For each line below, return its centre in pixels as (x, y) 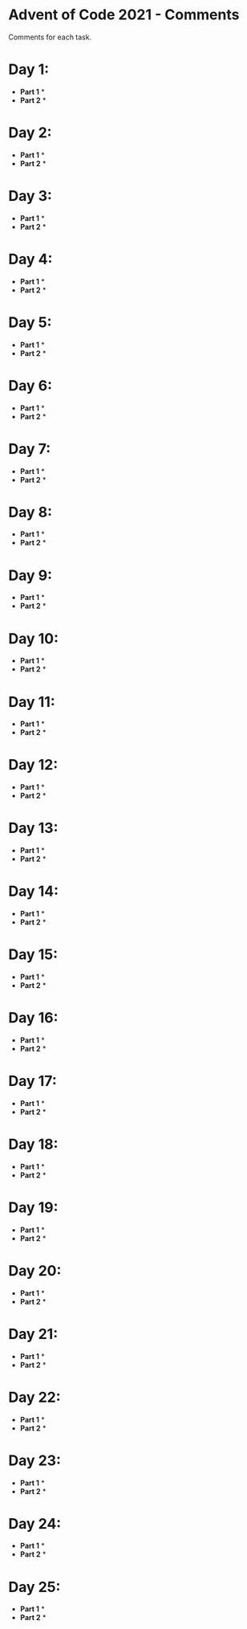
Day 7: (30, 449)
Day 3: (30, 196)
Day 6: (30, 385)
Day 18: (33, 1144)
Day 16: (33, 1018)
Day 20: (35, 1270)
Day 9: (30, 575)
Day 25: (34, 1587)
